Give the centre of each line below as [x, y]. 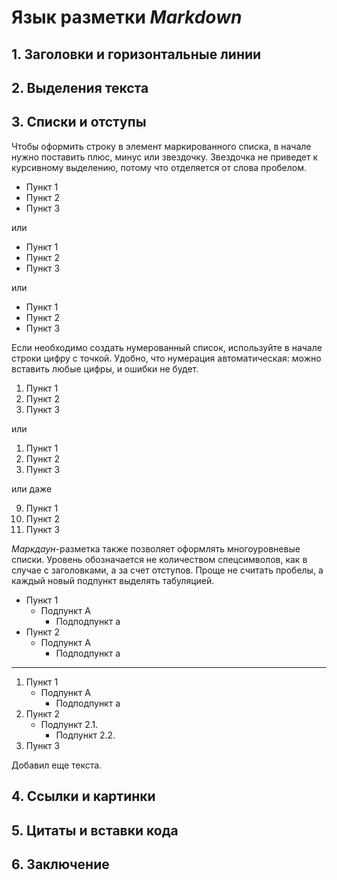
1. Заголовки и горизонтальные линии [136, 54]
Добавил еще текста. [57, 765]
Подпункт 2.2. [85, 735]
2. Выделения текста [80, 87]
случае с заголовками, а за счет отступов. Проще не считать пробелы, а [167, 570]
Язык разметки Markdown [127, 17]
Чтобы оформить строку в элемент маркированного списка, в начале [161, 146]
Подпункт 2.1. [69, 724]
